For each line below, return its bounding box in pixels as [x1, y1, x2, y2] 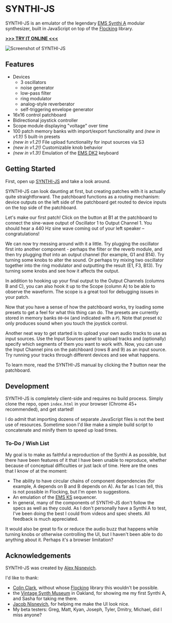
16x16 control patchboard [12, 112, 67, 118]
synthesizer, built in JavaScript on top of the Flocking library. [5, 25, 134, 31]
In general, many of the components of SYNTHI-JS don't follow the [12, 499, 155, 505]
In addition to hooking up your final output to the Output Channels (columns [5, 277, 165, 284]
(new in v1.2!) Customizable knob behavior [12, 144, 103, 150]
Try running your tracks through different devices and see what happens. [5, 351, 160, 358]
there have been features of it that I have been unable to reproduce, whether [5, 457, 167, 463]
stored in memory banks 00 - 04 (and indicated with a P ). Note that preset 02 [5, 315, 162, 321]
